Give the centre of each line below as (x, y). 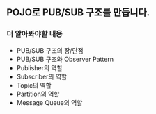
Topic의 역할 (34, 85)
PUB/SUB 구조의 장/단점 (50, 50)
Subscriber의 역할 (42, 76)
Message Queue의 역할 (49, 102)
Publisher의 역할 (40, 67)
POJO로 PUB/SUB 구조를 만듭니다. (78, 13)
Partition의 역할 (38, 94)
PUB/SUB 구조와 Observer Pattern (65, 59)
